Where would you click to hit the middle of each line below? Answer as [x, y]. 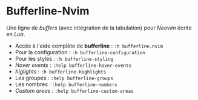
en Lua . [16, 34]
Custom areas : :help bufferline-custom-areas [74, 90]
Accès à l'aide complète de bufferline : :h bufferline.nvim [89, 46]
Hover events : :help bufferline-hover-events [73, 65]
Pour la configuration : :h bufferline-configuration [80, 52]
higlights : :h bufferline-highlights [61, 71]
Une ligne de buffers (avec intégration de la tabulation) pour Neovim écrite [99, 28]
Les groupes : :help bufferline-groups [64, 78]
